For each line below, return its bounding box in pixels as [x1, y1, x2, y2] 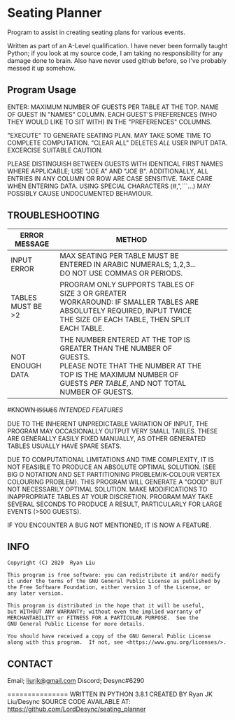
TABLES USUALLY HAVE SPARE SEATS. [7, 442, 122, 450]
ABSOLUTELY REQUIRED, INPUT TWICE [59, 305, 192, 315]
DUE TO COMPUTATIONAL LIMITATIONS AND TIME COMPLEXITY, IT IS [7, 455, 215, 463]
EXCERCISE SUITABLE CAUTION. [7, 145, 104, 154]
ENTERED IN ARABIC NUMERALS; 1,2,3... [59, 259, 197, 269]
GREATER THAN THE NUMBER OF [59, 343, 173, 353]
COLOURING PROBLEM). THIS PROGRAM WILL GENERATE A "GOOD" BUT [7, 477, 223, 486]
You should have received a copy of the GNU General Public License [7, 633, 211, 640]
